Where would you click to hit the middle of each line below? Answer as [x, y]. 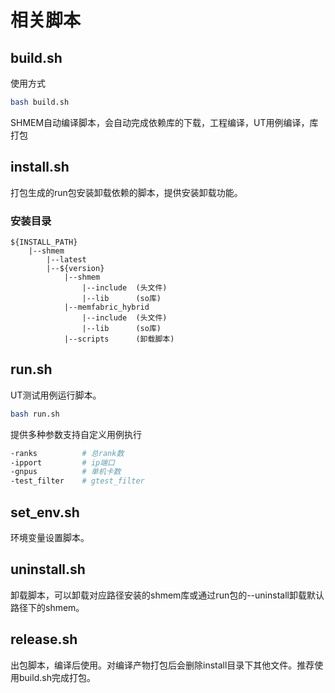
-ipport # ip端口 [62, 462]
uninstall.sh [48, 569]
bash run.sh [35, 414]
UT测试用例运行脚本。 [56, 395]
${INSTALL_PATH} [44, 242]
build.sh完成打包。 [57, 677]
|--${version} [75, 268]
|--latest [66, 259]
